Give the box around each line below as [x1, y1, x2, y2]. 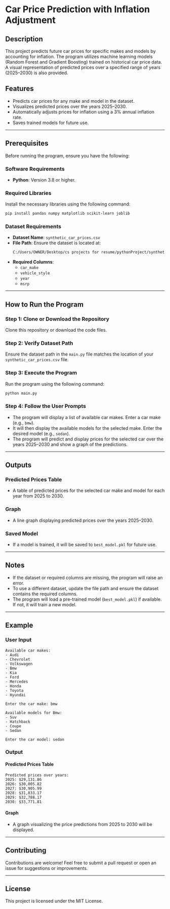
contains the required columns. [12, 591, 78, 597]
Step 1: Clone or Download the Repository [5, 315, 110, 322]
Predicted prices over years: [5, 772, 69, 778]
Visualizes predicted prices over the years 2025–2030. [12, 103, 127, 109]
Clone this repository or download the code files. [5, 327, 107, 333]
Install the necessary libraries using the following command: [5, 201, 131, 207]
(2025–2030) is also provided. [5, 70, 68, 76]
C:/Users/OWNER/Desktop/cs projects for [12, 250, 99, 255]
